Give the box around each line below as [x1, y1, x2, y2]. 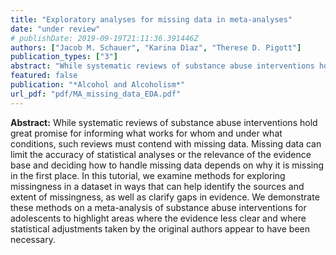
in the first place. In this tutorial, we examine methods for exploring [10, 169, 286, 181]
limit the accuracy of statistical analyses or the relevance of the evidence [10, 148, 312, 160]
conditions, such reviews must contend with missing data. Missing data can [10, 137, 322, 150]
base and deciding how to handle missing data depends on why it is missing [10, 159, 325, 171]
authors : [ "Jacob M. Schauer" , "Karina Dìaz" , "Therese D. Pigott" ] [10, 42, 302, 53]
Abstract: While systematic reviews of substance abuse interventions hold [10, 116, 318, 128]
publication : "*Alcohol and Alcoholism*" [10, 80, 186, 90]
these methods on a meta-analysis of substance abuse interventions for [10, 201, 307, 213]
